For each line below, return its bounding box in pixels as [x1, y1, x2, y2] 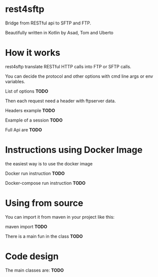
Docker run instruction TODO [5, 170, 65, 176]
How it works [5, 47, 61, 58]
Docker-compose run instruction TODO [5, 180, 86, 186]
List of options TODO [5, 88, 49, 94]
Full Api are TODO [5, 127, 42, 133]
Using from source [5, 198, 83, 209]
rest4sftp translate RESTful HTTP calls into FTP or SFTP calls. [5, 63, 132, 69]
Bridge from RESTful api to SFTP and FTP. [5, 20, 91, 26]
